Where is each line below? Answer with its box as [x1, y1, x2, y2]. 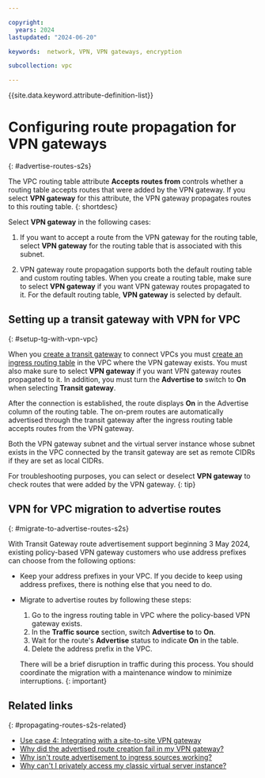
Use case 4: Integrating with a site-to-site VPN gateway [19, 735, 202, 745]
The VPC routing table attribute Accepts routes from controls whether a [8, 177, 244, 186]
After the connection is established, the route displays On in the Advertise [8, 398, 249, 408]
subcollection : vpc [8, 62, 73, 70]
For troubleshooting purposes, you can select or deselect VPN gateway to [8, 471, 251, 480]
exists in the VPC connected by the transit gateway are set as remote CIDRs [8, 447, 256, 456]
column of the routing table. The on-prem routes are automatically [8, 406, 224, 416]
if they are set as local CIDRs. [8, 456, 104, 465]
